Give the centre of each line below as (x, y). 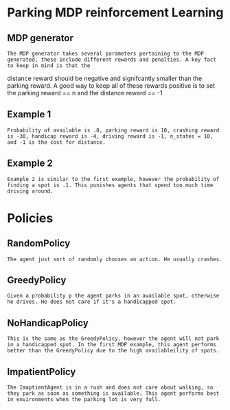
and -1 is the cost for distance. (57, 142)
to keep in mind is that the (49, 66)
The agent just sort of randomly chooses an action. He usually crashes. (115, 259)
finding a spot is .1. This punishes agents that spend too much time (110, 185)
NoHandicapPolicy (48, 323)
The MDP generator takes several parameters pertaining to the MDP (106, 53)
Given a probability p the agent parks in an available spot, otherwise (113, 296)
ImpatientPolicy (42, 372)
